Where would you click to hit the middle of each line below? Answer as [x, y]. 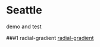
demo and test [24, 26]
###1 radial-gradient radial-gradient [50, 38]
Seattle [24, 10]
